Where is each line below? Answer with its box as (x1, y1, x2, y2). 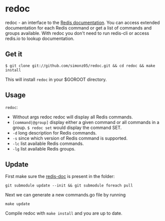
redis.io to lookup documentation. (5, 35, 74, 41)
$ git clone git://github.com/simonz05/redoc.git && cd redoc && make (5, 63, 155, 68)
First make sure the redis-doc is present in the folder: (5, 173, 115, 179)
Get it (5, 50, 22, 58)
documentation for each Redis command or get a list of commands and (5, 24, 152, 30)
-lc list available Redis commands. (12, 140, 84, 146)
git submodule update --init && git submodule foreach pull (5, 183, 133, 188)
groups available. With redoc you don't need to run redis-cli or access (5, 30, 149, 36)
